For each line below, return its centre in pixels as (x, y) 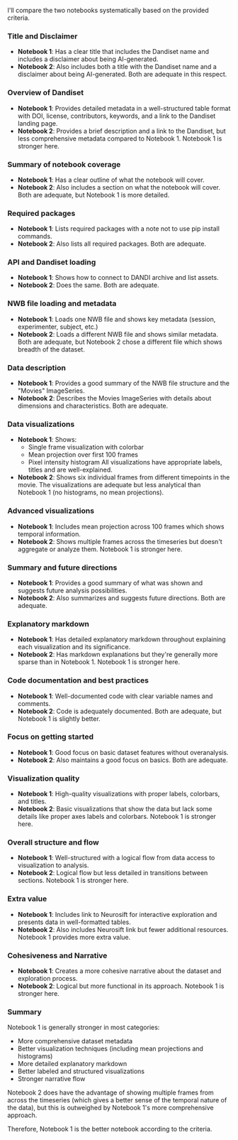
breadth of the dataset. (51, 349)
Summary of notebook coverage (64, 164)
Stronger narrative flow (51, 1079)
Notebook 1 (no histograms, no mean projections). (91, 492)
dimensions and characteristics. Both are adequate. (93, 406)
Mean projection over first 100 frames (83, 455)
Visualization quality (44, 778)
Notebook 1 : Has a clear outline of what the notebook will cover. (111, 180)
